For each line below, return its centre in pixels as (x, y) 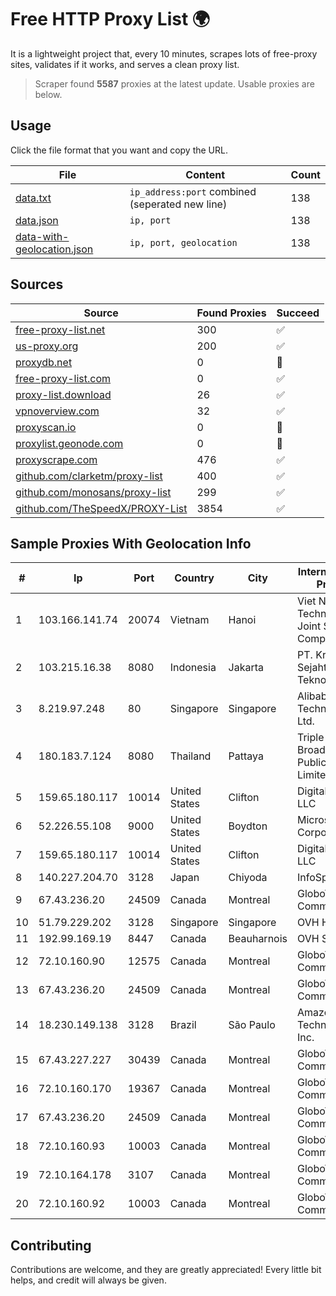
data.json (37, 220)
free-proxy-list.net (60, 329)
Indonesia (193, 668)
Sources (37, 284)
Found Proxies (231, 313)
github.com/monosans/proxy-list (93, 492)
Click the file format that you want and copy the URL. (119, 150)
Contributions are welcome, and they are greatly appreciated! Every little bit (166, 1270)
